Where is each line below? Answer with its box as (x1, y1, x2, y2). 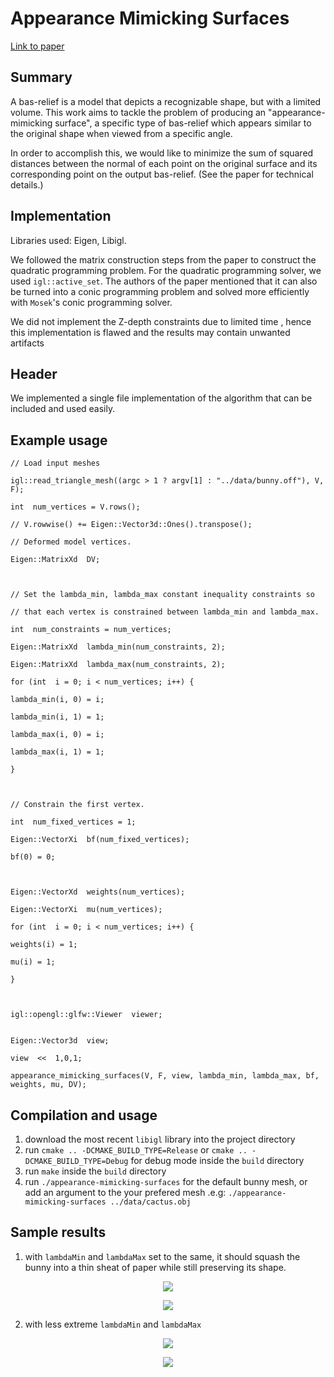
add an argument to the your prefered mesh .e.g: (24, 1187, 227, 1198)
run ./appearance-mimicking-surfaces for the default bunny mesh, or (24, 1176, 308, 1187)
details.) (10, 178, 44, 191)
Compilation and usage (10, 1107, 158, 1124)
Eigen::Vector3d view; (10, 1036, 110, 1046)
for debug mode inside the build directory (130, 1155, 305, 1166)
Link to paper (10, 40, 65, 52)
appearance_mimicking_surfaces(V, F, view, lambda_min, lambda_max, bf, (10, 1071, 320, 1081)
